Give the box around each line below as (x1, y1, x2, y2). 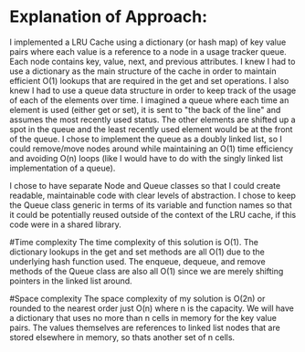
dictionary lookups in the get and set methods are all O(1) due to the (9, 246, 265, 257)
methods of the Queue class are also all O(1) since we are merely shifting (9, 265, 284, 276)
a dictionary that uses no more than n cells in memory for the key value (9, 312, 277, 323)
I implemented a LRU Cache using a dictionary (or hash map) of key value (9, 36, 287, 47)
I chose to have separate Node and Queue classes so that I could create (9, 180, 281, 191)
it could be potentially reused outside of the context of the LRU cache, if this (9, 209, 297, 220)
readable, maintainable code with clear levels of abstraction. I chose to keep (9, 190, 297, 201)
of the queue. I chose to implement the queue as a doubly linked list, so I (9, 133, 283, 144)
